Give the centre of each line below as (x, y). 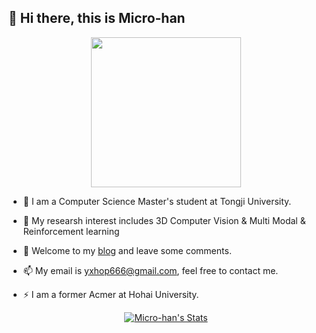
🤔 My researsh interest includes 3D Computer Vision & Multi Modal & (164, 220)
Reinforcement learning (71, 231)
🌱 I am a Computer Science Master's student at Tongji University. (157, 201)
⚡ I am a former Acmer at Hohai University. (111, 294)
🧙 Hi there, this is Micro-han (97, 18)
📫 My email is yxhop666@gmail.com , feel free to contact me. (150, 270)
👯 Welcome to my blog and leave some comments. (127, 250)
